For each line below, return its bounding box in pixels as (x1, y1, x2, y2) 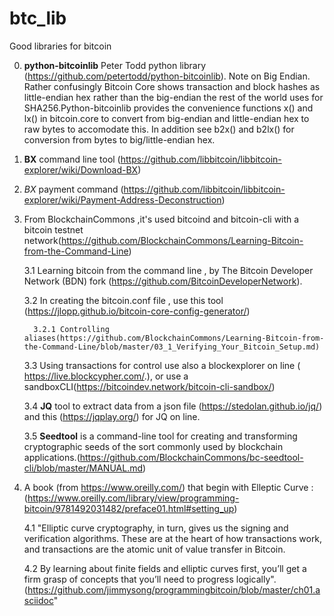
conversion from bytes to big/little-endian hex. (23, 133, 216, 146)
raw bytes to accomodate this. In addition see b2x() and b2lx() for (23, 123, 295, 135)
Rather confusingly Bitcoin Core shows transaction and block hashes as (23, 80, 321, 92)
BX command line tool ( (23, 153, 121, 165)
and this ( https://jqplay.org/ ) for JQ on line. (23, 410, 201, 422)
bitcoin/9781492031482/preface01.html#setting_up (23, 502, 235, 514)
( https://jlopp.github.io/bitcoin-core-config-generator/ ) (23, 305, 251, 317)
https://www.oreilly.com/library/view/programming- (27, 492, 240, 504)
